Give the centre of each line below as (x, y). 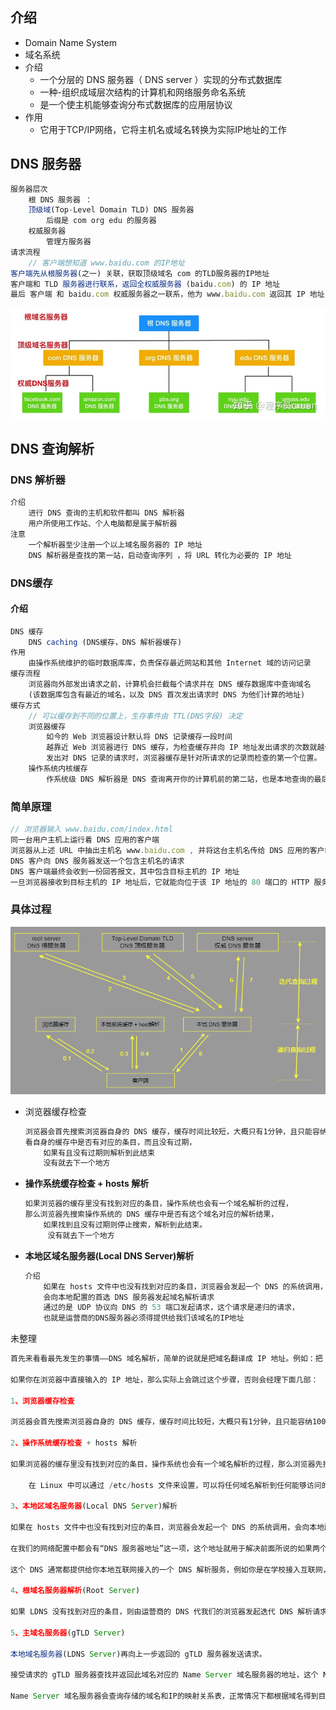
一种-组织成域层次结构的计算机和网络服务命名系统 (143, 92)
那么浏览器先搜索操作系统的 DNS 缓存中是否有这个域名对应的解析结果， (151, 1214)
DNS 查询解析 (52, 449)
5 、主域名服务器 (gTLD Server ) (68, 1633)
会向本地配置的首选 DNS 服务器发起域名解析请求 (129, 1297)
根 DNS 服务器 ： (60, 199)
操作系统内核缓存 (58, 769)
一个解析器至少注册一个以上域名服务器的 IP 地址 (115, 544)
